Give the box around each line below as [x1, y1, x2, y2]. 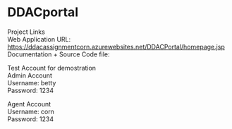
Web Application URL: [7, 35, 71, 43]
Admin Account [7, 71, 53, 80]
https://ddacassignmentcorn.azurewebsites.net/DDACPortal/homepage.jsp [7, 42, 226, 51]
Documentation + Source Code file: [7, 50, 110, 59]
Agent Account [7, 99, 51, 108]
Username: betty [7, 78, 56, 87]
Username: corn [7, 107, 55, 116]
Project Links [7, 27, 46, 36]
